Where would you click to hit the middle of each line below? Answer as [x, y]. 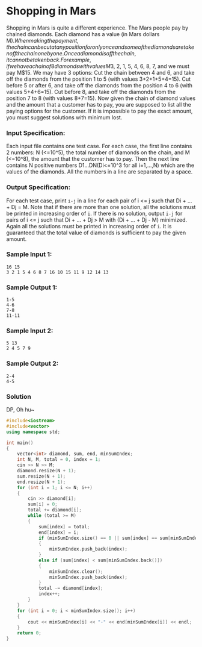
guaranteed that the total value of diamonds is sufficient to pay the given [96, 233]
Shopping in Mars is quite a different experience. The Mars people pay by [97, 28]
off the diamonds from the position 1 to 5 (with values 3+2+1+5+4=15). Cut [99, 79]
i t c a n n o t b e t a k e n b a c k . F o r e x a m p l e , [49, 60]
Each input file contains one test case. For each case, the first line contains [99, 146]
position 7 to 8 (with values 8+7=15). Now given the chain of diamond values [101, 98]
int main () [20, 443]
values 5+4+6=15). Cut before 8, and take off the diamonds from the [91, 92]
